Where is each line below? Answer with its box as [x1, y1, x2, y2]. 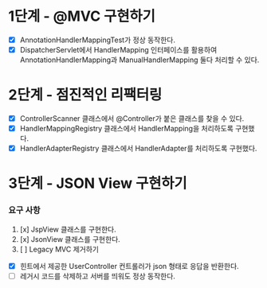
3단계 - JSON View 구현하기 [8, 174, 187, 193]
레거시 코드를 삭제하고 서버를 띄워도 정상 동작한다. [19, 271, 175, 281]
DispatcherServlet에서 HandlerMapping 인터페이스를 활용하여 [19, 45, 218, 54]
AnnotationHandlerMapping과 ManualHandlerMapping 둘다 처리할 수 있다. [19, 55, 260, 64]
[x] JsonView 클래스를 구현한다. [19, 234, 121, 243]
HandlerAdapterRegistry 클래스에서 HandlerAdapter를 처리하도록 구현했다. [19, 144, 257, 154]
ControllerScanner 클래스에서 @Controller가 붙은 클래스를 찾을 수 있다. [19, 114, 245, 123]
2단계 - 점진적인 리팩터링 [8, 86, 163, 104]
